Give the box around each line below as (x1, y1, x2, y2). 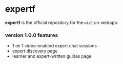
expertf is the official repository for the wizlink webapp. (5, 20, 119, 25)
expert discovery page (12, 48, 58, 54)
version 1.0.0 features (5, 32, 58, 39)
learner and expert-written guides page (12, 53, 92, 59)
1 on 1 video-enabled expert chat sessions (12, 43, 97, 49)
